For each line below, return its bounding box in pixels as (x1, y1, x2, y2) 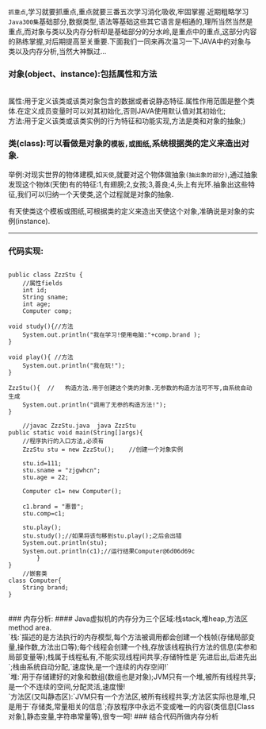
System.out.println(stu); (22, 538, 108, 546)
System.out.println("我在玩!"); (22, 361, 126, 369)
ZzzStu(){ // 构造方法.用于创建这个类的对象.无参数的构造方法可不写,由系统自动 (8, 384, 253, 391)
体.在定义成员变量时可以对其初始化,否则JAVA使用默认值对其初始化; (8, 106, 226, 116)
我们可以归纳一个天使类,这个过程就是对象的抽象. (17, 189, 174, 199)
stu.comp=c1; (22, 509, 66, 518)
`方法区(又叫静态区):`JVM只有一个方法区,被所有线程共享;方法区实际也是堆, (8, 692, 249, 701)
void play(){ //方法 (8, 353, 74, 361)
